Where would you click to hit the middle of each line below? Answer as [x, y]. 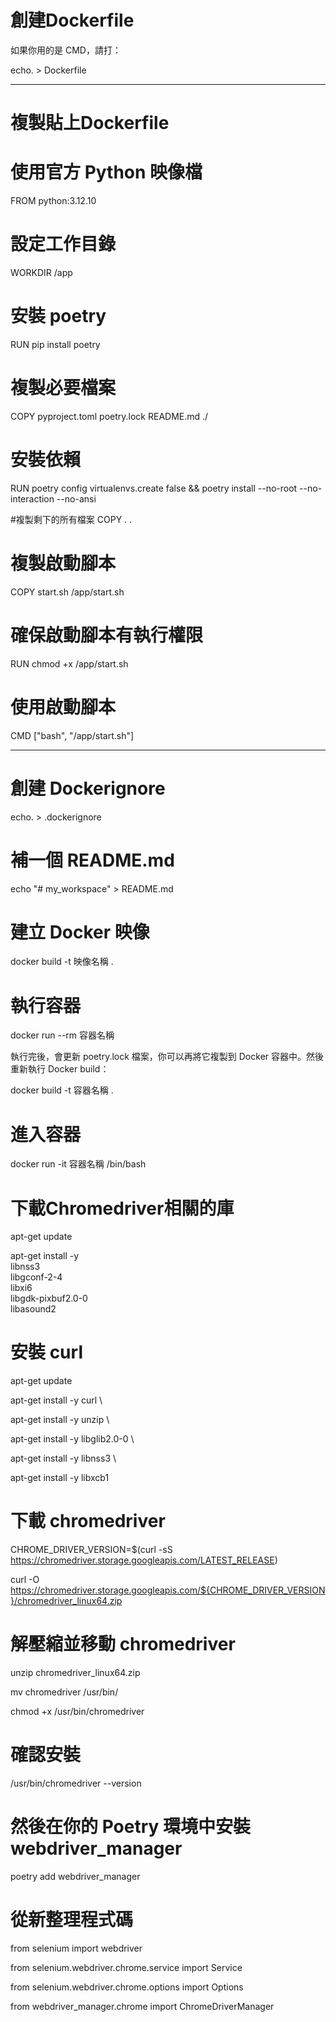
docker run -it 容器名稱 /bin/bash [78, 1164]
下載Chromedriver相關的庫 [122, 1208]
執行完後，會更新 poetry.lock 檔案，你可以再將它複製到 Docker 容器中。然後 [167, 1057]
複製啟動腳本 [63, 563]
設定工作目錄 [63, 244]
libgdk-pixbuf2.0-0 [49, 1298]
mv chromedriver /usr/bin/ [64, 1692]
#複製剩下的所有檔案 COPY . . [71, 519]
